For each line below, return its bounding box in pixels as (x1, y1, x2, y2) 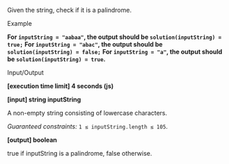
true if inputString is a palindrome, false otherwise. (7, 149, 152, 157)
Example (7, 19, 33, 27)
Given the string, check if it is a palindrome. (7, 6, 132, 14)
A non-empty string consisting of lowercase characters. (7, 109, 168, 117)
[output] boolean (7, 136, 58, 144)
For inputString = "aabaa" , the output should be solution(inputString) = (7, 33, 222, 41)
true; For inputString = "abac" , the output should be (7, 40, 163, 48)
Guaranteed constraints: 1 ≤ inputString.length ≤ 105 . (7, 122, 168, 131)
